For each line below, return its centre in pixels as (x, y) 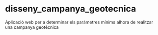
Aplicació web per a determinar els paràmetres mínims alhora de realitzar (79, 22)
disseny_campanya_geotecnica (71, 9)
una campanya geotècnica (32, 27)
